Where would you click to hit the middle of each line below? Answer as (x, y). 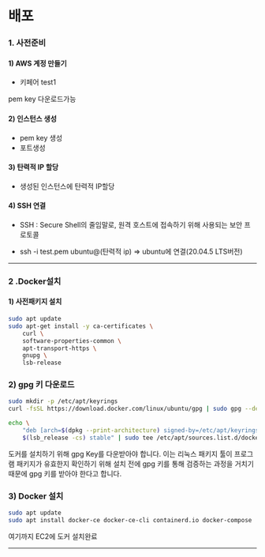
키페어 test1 (38, 82)
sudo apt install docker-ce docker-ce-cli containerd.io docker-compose (130, 521)
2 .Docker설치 (35, 281)
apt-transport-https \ (60, 348)
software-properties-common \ (72, 341)
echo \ (19, 423)
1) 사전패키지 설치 (35, 302)
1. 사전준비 (27, 43)
